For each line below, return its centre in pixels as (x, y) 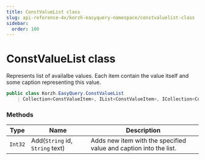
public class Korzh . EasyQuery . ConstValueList (65, 94)
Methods (20, 114)
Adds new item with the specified (138, 141)
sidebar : (17, 23)
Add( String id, (52, 141)
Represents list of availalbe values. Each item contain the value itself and (98, 76)
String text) (48, 148)
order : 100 (26, 29)
